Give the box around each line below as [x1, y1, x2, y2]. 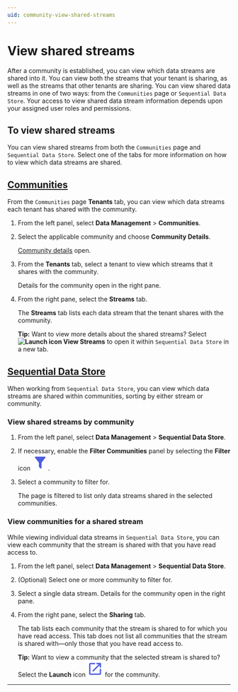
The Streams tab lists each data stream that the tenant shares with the [17, 309, 225, 317]
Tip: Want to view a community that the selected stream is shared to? [17, 652, 221, 662]
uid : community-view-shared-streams [7, 11, 115, 18]
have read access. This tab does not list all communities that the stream [17, 631, 227, 640]
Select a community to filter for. [17, 478, 110, 487]
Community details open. [17, 246, 91, 255]
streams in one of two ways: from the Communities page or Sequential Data [7, 89, 227, 97]
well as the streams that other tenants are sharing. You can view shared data [7, 81, 231, 90]
